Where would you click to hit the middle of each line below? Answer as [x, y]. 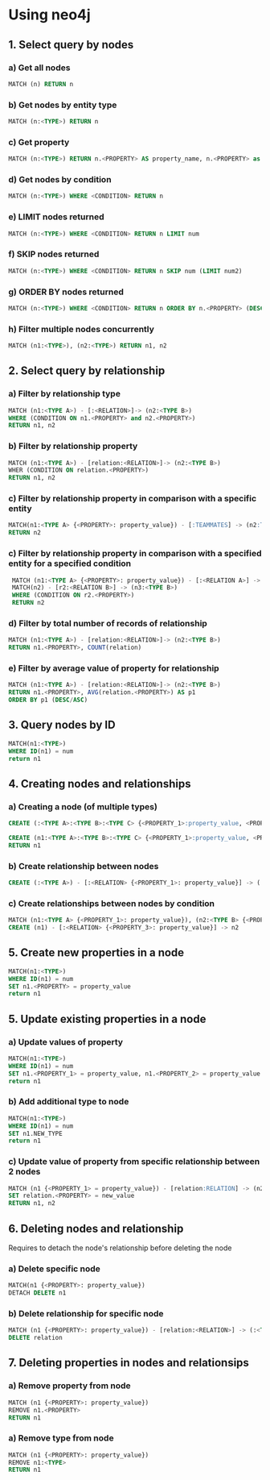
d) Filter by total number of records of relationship [108, 623]
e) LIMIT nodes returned [56, 217]
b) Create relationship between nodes [84, 866]
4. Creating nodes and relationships [100, 784]
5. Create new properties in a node [96, 953]
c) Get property [39, 142]
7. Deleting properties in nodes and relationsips [129, 1363]
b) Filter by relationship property [73, 447]
